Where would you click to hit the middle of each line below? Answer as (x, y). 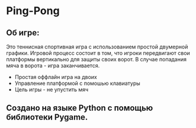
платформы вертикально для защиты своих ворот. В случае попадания (96, 59)
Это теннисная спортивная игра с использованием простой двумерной (97, 47)
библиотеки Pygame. (47, 117)
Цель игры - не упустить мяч (52, 89)
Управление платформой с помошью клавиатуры (77, 83)
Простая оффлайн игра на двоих (56, 77)
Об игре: (23, 33)
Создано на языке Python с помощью (80, 108)
